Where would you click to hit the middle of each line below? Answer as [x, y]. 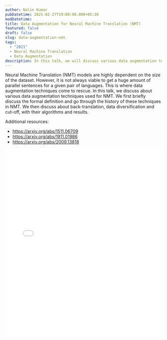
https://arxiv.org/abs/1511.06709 [45, 131]
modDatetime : [19, 19]
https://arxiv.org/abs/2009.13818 [46, 142]
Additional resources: [27, 122]
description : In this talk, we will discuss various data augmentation [81, 61]
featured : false [22, 28]
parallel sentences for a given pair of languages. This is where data [74, 86]
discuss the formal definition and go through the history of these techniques [83, 101]
